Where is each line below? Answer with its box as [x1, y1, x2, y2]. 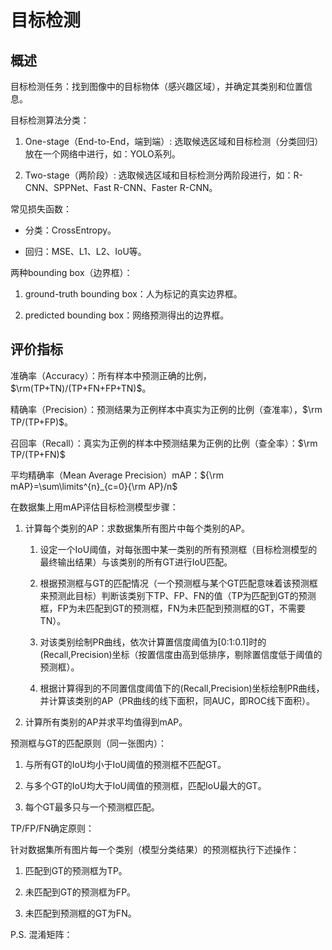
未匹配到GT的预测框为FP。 [24, 886, 137, 898]
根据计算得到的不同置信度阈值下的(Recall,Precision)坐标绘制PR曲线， [39, 682, 325, 694]
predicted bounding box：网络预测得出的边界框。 [24, 309, 230, 321]
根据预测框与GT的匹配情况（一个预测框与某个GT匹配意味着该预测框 [39, 577, 318, 589]
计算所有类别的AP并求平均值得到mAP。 [24, 716, 188, 728]
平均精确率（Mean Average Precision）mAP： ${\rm [10, 469, 224, 481]
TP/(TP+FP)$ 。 [10, 416, 74, 428]
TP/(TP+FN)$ [10, 448, 66, 460]
